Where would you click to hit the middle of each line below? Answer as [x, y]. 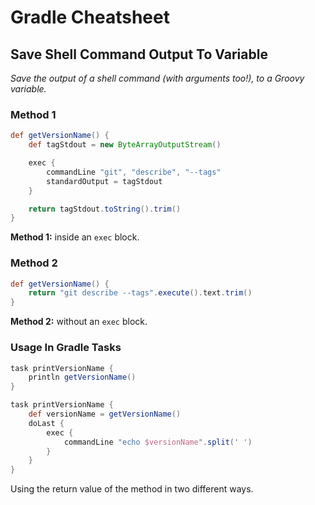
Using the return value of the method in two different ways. [132, 489]
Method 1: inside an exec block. [75, 237]
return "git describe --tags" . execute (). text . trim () [140, 293]
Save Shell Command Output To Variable [139, 54]
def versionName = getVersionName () [105, 414]
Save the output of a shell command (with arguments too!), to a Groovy [157, 78]
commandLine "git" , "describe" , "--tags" [134, 172]
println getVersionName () [82, 377]
